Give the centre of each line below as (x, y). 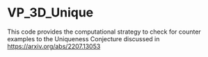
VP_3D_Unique (50, 13)
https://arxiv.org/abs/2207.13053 (54, 46)
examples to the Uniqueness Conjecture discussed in (83, 38)
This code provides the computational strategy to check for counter (104, 32)
